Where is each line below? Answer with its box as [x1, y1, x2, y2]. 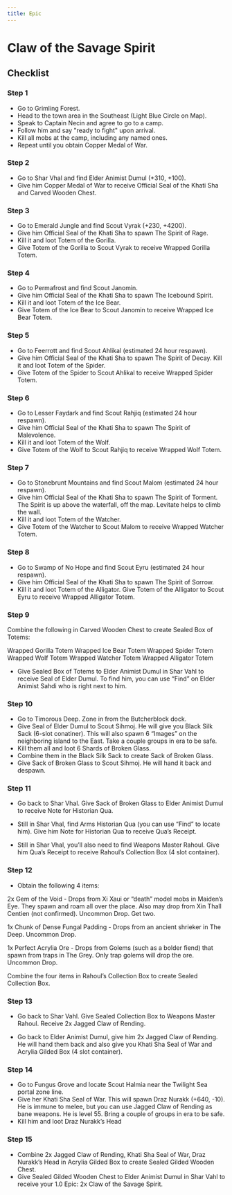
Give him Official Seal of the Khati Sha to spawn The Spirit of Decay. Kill [17, 354, 222, 362]
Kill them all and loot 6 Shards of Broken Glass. [17, 744, 151, 753]
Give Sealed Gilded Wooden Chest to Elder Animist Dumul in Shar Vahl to [17, 1172, 226, 1180]
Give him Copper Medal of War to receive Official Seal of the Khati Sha [17, 181, 219, 189]
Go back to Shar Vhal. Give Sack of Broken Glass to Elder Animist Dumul [17, 799, 224, 807]
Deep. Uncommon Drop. [7, 930, 77, 938]
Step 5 [7, 330, 30, 340]
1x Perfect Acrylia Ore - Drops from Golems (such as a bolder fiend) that [7, 943, 213, 952]
